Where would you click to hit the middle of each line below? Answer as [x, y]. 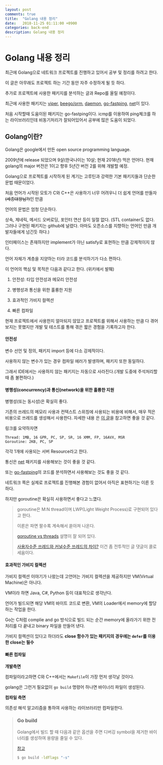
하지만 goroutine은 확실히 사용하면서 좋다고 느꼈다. [54, 499]
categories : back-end [27, 28]
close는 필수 [22, 643]
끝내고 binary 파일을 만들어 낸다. [54, 626]
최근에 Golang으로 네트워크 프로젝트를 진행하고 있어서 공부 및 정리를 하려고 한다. [81, 72]
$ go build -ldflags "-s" [43, 757]
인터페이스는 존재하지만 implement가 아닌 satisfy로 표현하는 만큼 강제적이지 [77, 242]
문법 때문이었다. [20, 182]
